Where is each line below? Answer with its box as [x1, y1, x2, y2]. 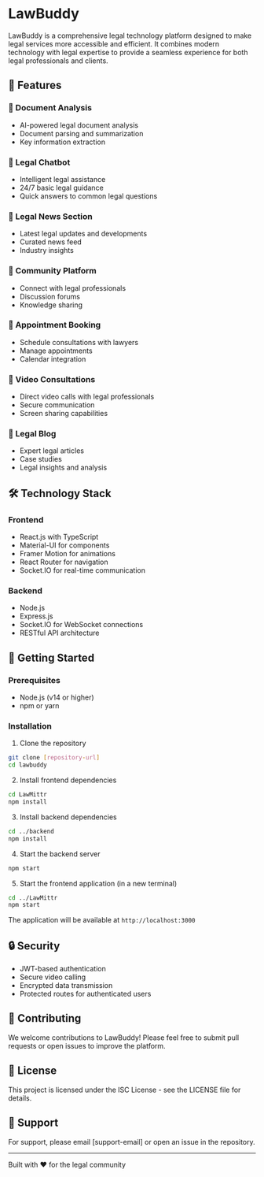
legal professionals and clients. [8, 56, 108, 65]
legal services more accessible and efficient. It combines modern [8, 39, 220, 48]
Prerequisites [8, 674, 60, 685]
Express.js [19, 611, 53, 621]
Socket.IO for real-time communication [19, 566, 145, 575]
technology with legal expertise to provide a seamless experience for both [8, 47, 248, 57]
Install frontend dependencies [19, 775, 117, 785]
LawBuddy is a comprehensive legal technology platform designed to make [8, 31, 252, 40]
